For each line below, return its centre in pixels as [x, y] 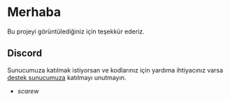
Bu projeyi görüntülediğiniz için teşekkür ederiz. [76, 31]
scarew [28, 91]
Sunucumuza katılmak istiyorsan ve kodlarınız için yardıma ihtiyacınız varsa [115, 70]
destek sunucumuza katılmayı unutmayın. [67, 77]
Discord [25, 53]
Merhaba [34, 12]
